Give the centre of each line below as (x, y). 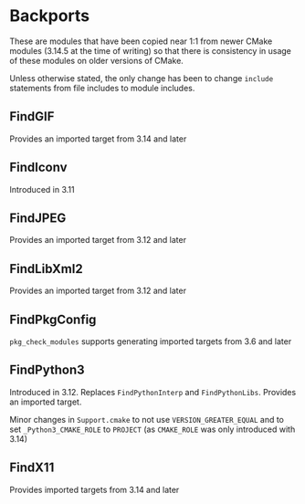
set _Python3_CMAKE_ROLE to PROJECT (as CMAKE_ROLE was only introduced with (152, 429)
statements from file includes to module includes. (102, 88)
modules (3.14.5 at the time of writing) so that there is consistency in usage (151, 50)
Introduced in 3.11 (42, 189)
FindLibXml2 (47, 269)
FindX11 (32, 468)
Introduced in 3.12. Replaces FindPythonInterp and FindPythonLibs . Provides (153, 392)
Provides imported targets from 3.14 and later (95, 489)
